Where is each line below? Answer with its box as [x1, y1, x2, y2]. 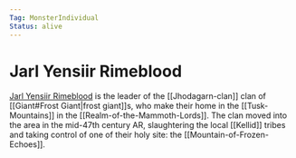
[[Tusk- [241, 101, 269, 112]
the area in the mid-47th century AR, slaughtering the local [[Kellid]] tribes [9, 120, 286, 131]
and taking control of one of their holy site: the [9, 129, 183, 141]
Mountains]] [9, 110, 55, 121]
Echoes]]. [9, 139, 45, 150]
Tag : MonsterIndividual [9, 13, 100, 23]
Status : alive [9, 22, 63, 31]
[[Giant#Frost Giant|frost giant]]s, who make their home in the [9, 101, 240, 112]
